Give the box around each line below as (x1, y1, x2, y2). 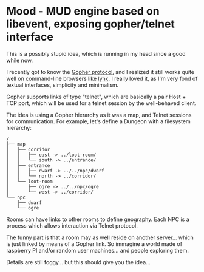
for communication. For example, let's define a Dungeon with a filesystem (6, 117, 191, 125)
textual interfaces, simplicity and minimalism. (6, 81, 119, 89)
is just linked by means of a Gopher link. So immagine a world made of (6, 240, 183, 247)
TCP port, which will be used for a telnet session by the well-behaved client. (6, 99, 197, 107)
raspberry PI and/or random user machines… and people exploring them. (6, 246, 189, 254)
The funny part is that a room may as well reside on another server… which (6, 234, 194, 241)
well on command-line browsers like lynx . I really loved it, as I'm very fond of (6, 75, 198, 82)
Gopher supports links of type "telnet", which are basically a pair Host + (6, 93, 186, 100)
